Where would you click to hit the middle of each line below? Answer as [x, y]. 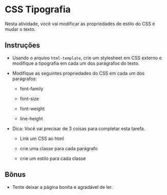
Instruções [23, 46]
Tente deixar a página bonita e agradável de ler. [62, 187]
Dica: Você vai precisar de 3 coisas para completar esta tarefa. [79, 128]
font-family [32, 88]
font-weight [32, 109]
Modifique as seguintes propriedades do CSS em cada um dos [78, 73]
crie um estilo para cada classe [53, 158]
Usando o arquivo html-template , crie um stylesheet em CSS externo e [87, 58]
